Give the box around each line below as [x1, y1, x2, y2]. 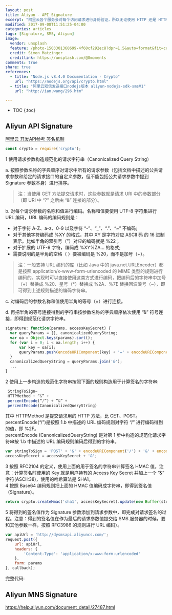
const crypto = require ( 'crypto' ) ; [5, 146, 81, 152]
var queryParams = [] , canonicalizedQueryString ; [10, 331, 118, 336]
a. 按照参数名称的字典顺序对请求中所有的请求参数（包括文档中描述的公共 [5, 167, 159, 173]
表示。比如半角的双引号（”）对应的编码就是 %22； [12, 238, 120, 244]
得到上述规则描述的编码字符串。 [22, 287, 90, 293]
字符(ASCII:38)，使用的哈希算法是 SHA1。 [5, 476, 94, 482]
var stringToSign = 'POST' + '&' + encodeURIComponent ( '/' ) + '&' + [5, 449, 155, 454]
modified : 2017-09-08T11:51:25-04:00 [5, 22, 86, 27]
